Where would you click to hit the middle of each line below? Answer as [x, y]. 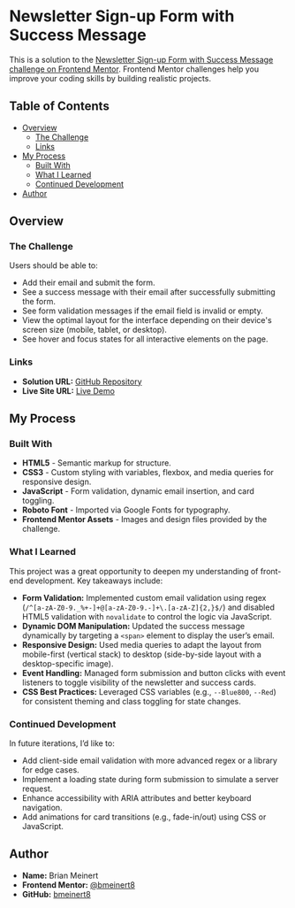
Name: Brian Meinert [60, 875]
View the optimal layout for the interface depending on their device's [147, 320]
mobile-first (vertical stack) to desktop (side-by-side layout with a [142, 654]
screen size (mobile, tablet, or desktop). [95, 330]
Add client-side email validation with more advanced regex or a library [150, 761]
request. [37, 789]
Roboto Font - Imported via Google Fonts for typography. [126, 510]
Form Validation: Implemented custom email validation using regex [144, 597]
